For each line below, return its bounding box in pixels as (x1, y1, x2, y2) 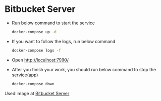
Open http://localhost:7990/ (11, 57, 69, 63)
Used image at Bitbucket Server (4, 90, 70, 96)
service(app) (11, 72, 38, 78)
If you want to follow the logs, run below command (11, 38, 115, 44)
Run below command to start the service (11, 20, 95, 26)
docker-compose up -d (11, 29, 56, 34)
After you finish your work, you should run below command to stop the (11, 66, 157, 72)
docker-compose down (11, 81, 54, 86)
